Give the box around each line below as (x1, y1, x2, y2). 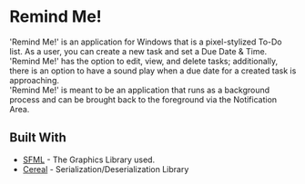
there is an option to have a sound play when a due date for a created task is (9, 65, 297, 76)
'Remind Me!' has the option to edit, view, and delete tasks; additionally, (9, 55, 279, 66)
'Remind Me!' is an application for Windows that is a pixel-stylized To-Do (9, 36, 282, 47)
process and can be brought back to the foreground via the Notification (9, 93, 278, 105)
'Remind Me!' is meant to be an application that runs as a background (9, 84, 270, 95)
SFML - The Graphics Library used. (22, 154, 156, 165)
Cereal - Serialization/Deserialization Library (22, 163, 189, 174)
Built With (9, 130, 66, 146)
